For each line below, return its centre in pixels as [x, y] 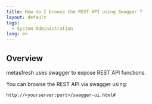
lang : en [17, 34]
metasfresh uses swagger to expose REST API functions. [76, 72]
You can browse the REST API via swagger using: [67, 84]
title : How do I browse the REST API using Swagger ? [75, 12]
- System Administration [42, 28]
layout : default [26, 17]
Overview [25, 58]
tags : [13, 23]
